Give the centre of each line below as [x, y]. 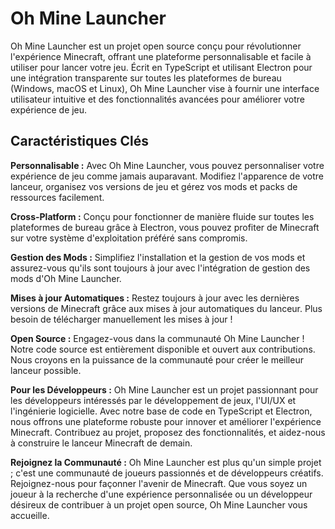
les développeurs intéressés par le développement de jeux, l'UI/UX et [153, 400]
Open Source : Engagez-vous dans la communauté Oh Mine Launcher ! [157, 338]
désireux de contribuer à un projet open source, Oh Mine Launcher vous [159, 504]
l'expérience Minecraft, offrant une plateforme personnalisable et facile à [161, 56]
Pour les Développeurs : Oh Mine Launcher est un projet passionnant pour [164, 389]
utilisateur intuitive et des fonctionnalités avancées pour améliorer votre [157, 99]
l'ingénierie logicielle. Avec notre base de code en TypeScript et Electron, [161, 411]
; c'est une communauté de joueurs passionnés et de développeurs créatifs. [167, 473]
